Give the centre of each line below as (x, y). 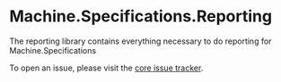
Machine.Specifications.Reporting (140, 16)
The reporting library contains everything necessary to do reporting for (140, 41)
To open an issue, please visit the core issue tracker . (106, 68)
